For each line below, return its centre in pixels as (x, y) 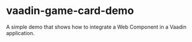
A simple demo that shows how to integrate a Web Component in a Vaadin (96, 27)
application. (20, 33)
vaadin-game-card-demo (70, 11)
